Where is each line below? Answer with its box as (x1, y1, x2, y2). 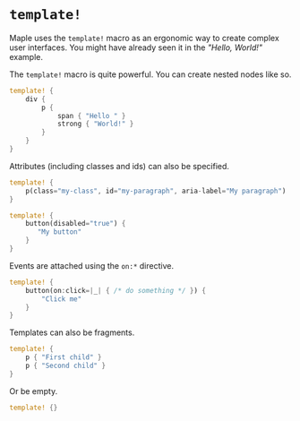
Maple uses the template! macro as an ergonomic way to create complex (9, 32, 279, 43)
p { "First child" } (25, 353, 102, 362)
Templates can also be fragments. (9, 327, 135, 338)
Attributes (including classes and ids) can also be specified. (9, 160, 230, 171)
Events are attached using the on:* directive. (9, 260, 175, 271)
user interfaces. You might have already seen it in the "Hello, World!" (9, 42, 262, 53)
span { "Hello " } (56, 111, 126, 120)
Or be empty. (9, 385, 58, 396)
